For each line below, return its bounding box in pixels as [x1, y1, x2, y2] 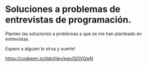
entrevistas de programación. [5, 14, 131, 25]
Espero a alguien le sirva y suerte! [5, 45, 75, 51]
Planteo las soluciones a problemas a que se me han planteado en [5, 30, 142, 36]
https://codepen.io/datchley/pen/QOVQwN [5, 55, 93, 61]
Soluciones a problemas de [5, 3, 120, 15]
